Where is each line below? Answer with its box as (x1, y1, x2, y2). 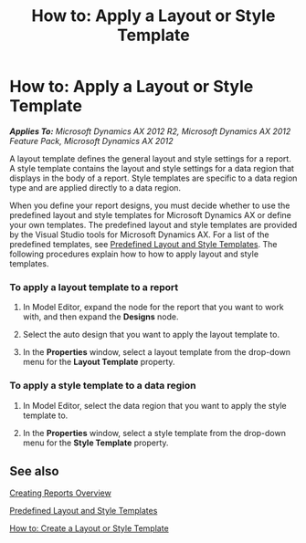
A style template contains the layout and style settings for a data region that (9, 162, 295, 173)
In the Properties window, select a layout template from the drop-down (22, 347, 290, 358)
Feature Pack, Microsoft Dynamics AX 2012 (9, 135, 174, 146)
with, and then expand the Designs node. (22, 311, 180, 322)
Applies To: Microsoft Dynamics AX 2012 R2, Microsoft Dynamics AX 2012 (9, 125, 291, 137)
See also (9, 463, 59, 479)
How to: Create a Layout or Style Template (9, 523, 169, 534)
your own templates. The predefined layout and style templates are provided (9, 219, 298, 230)
